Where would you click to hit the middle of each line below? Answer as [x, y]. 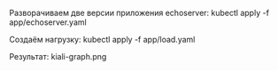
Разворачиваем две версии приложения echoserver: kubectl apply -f [139, 13]
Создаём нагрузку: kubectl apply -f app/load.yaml [102, 39]
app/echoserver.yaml [48, 22]
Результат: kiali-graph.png [58, 56]
